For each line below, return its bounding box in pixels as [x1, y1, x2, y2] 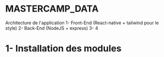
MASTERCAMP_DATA [5, 3, 99, 15]
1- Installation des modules [5, 43, 122, 54]
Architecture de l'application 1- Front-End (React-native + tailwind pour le [5, 20, 159, 26]
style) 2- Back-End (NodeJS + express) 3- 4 [5, 25, 98, 31]
